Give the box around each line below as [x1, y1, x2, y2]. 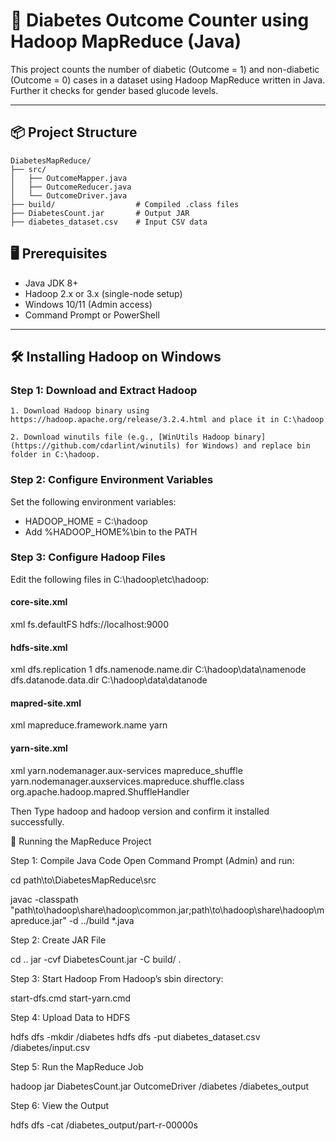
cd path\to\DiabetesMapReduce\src [10, 874, 157, 886]
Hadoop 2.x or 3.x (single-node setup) [24, 287, 183, 299]
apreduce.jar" [10, 914, 67, 926]
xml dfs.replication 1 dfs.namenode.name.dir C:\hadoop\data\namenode [10, 664, 307, 676]
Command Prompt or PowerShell [24, 309, 160, 321]
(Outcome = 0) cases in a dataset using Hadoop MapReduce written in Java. [10, 74, 326, 86]
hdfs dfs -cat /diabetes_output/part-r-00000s [10, 1119, 198, 1131]
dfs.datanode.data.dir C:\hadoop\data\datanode [10, 674, 208, 686]
